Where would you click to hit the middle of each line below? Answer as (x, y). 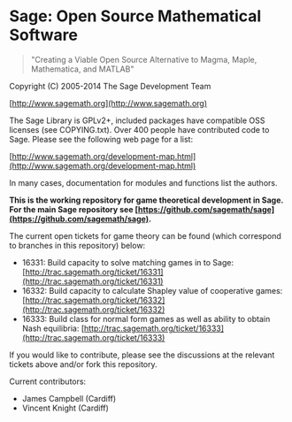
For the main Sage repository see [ (74, 209)
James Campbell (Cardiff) (69, 398)
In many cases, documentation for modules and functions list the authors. (143, 182)
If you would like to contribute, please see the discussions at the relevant (142, 355)
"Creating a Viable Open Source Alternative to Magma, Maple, (144, 59)
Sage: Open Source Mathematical (135, 16)
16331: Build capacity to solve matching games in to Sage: (128, 262)
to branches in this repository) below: (77, 245)
